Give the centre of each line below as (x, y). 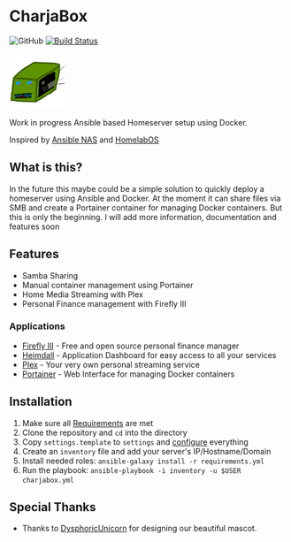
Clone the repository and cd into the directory (104, 432)
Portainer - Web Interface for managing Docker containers (128, 374)
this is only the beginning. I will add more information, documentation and (143, 217)
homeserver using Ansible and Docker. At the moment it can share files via (145, 198)
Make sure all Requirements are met (88, 423)
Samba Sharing (50, 275)
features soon (34, 226)
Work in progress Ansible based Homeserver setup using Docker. (128, 122)
